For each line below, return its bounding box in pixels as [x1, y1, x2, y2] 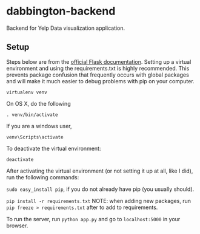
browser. [6, 222, 28, 229]
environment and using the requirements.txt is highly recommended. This [6, 64, 190, 72]
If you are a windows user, [6, 122, 72, 129]
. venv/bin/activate [6, 111, 59, 118]
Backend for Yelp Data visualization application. [6, 24, 125, 32]
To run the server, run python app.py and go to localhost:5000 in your [6, 215, 181, 222]
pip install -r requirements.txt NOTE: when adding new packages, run [6, 197, 192, 204]
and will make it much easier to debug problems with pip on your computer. [6, 77, 195, 84]
